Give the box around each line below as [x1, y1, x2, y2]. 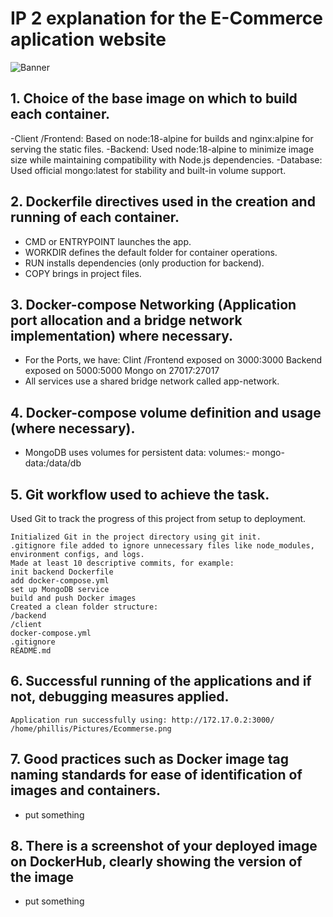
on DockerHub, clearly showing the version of [10, 853, 303, 871]
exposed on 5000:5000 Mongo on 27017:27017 [24, 365, 220, 377]
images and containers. [10, 782, 161, 799]
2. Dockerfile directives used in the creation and [10, 193, 316, 211]
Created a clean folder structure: [10, 602, 159, 612]
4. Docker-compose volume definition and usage [10, 404, 322, 421]
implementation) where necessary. [10, 327, 234, 344]
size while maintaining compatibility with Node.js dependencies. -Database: [10, 153, 323, 166]
